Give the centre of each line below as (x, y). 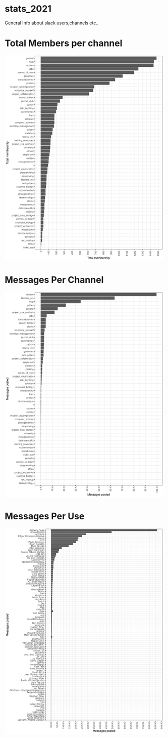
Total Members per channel (64, 43)
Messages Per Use (45, 516)
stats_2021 (28, 9)
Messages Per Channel (54, 280)
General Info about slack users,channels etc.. (52, 23)
